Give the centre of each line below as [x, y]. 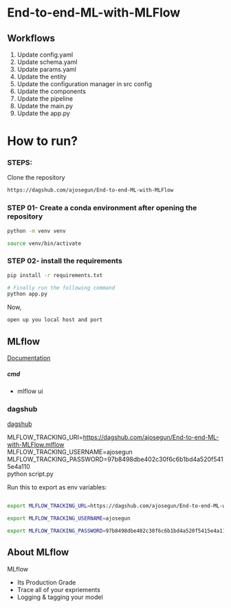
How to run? [42, 141]
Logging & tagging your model [60, 597]
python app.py [27, 294]
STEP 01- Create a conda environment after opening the [102, 208]
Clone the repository [36, 178]
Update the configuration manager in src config [85, 84]
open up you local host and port [55, 320]
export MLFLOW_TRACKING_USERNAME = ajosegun [69, 518]
